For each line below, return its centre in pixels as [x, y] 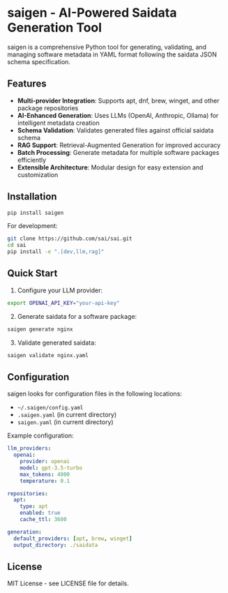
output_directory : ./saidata [56, 545]
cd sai [17, 246]
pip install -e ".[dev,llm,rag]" [56, 252]
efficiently [32, 160]
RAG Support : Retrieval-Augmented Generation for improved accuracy [119, 145]
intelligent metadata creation [58, 123]
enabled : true [40, 513]
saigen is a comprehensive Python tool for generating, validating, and [107, 47]
